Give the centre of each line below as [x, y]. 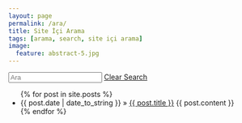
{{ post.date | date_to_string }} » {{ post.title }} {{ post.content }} [127, 103]
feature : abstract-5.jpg [57, 53]
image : [19, 46]
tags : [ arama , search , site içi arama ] [76, 38]
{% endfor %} [43, 111]
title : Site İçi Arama [47, 31]
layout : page [30, 16]
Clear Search [126, 77]
